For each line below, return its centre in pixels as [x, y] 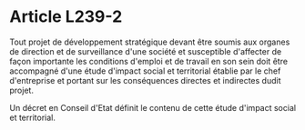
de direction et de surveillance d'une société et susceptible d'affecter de [146, 51]
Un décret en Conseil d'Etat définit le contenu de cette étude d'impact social [153, 107]
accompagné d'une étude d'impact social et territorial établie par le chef [145, 71]
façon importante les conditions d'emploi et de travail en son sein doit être [149, 61]
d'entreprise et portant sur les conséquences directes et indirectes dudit [145, 80]
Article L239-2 [66, 17]
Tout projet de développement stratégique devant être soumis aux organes [150, 42]
